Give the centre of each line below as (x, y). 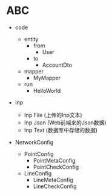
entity (31, 39)
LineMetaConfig (53, 180)
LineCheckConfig (55, 186)
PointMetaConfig (54, 160)
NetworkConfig (34, 142)
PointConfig (39, 154)
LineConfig (38, 173)
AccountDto (57, 65)
